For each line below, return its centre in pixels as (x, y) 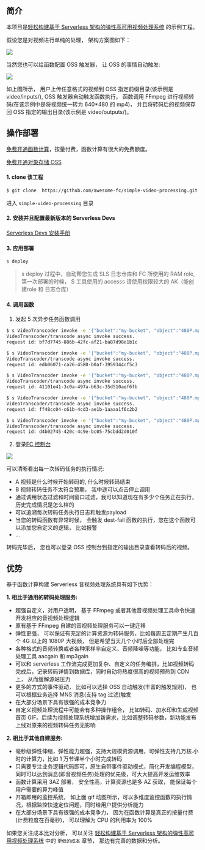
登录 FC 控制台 (33, 444)
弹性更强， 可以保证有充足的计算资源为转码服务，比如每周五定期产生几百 (107, 633)
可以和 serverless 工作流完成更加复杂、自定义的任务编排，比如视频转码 (105, 664)
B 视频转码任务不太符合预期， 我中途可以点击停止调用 (83, 489)
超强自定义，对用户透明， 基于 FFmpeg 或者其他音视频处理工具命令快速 (105, 611)
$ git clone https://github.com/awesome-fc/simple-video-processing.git (102, 190)
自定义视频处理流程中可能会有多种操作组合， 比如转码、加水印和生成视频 (107, 710)
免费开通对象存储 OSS (34, 162)
